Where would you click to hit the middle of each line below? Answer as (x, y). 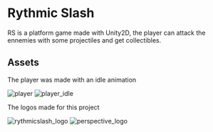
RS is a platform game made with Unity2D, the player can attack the (106, 33)
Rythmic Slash (51, 13)
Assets (23, 63)
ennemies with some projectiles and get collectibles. (84, 40)
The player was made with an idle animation (72, 79)
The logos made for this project (53, 107)
